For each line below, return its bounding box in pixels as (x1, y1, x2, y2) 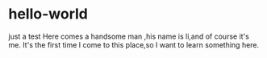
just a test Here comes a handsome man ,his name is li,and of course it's (8, 31, 250, 41)
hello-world (8, 5, 89, 23)
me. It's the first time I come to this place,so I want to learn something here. (8, 39, 260, 49)
